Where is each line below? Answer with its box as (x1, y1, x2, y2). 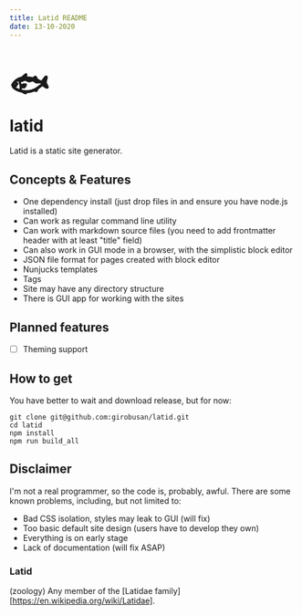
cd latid (9, 421, 43, 430)
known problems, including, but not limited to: (9, 495, 182, 506)
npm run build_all (9, 436, 79, 445)
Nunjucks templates (22, 264, 99, 275)
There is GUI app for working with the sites (22, 293, 184, 304)
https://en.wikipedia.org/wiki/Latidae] (12, 595, 153, 607)
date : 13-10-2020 (9, 22, 76, 31)
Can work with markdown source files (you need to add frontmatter (22, 225, 276, 236)
